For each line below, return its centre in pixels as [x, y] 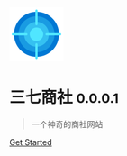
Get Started [31, 142]
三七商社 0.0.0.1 [64, 98]
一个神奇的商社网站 [67, 124]
